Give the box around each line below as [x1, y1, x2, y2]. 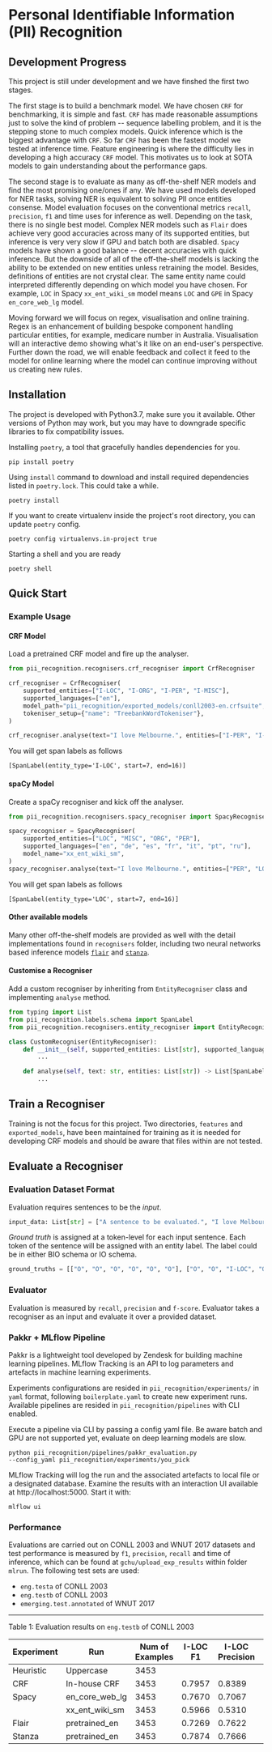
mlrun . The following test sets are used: [8, 1566, 140, 1576]
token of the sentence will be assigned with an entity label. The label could [8, 1241, 257, 1251]
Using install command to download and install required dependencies [8, 472, 249, 482]
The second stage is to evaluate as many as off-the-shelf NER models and [8, 176, 257, 186]
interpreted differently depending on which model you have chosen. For [8, 280, 249, 289]
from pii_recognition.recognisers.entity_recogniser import [8, 1023, 216, 1031]
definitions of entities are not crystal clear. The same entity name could [8, 271, 246, 281]
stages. [8, 85, 34, 95]
